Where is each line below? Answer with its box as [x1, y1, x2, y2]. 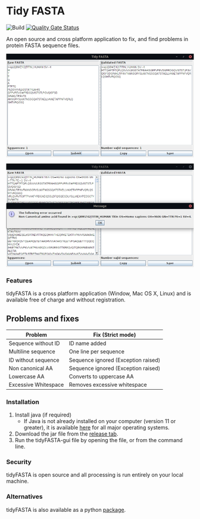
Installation [6, 397, 40, 406]
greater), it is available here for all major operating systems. [23, 424, 170, 431]
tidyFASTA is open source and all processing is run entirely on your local [6, 471, 183, 478]
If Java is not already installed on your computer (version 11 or [23, 418, 176, 425]
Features [6, 276, 33, 285]
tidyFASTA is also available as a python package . [6, 506, 126, 513]
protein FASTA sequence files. [6, 42, 80, 49]
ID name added [68, 340, 107, 347]
